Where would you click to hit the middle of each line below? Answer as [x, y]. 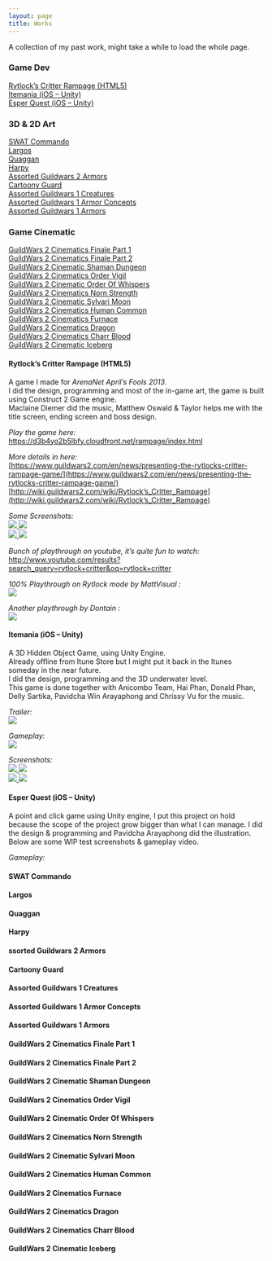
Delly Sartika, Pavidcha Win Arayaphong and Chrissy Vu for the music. [127, 696]
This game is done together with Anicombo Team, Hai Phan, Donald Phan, [132, 687]
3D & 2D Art [32, 124]
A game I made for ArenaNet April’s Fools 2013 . [88, 382]
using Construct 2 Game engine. [63, 399]
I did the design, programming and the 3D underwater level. [108, 679]
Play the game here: [42, 432]
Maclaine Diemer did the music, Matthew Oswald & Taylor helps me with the [136, 407]
